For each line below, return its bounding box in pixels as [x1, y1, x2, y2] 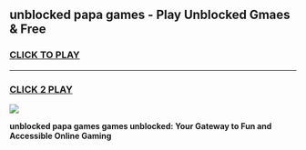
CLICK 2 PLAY [9, 83, 73, 95]
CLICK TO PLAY [9, 49, 80, 62]
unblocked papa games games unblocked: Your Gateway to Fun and [9, 120, 272, 131]
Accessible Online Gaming [9, 130, 112, 141]
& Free [9, 22, 47, 37]
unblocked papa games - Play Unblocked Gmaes [9, 7, 291, 23]
